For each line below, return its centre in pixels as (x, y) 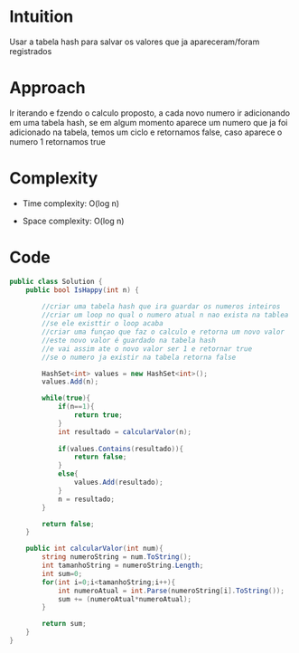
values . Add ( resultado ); (119, 482)
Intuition (42, 17)
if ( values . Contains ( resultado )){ (120, 449)
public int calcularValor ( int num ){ (95, 549)
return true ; (98, 415)
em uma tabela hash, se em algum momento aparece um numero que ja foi (149, 122)
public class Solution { (56, 281)
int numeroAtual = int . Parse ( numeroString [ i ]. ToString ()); (171, 591)
